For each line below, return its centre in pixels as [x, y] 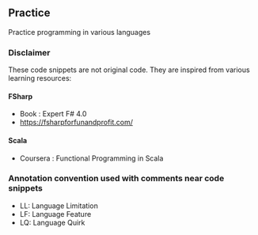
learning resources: [40, 78]
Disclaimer [29, 52]
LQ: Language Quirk [52, 222]
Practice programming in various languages [80, 32]
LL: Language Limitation [59, 206]
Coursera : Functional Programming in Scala [91, 158]
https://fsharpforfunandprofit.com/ [76, 123]
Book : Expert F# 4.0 [53, 114]
